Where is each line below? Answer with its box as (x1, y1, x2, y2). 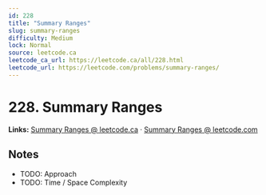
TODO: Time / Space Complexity (19, 177, 128, 187)
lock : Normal (8, 42, 52, 50)
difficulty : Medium (8, 34, 73, 42)
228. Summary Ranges (8, 97, 163, 116)
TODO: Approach (19, 169, 77, 178)
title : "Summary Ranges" (8, 19, 91, 27)
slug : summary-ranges (8, 26, 81, 34)
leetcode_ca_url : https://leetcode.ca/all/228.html (8, 57, 184, 65)
